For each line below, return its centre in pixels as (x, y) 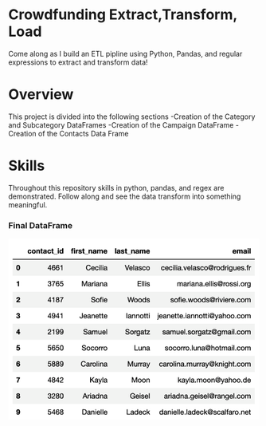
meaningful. (28, 204)
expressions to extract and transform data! (78, 62)
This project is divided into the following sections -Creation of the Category (132, 116)
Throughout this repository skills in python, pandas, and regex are (116, 187)
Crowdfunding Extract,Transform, (123, 15)
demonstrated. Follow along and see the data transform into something (125, 196)
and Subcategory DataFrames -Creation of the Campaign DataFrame (121, 124)
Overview (41, 95)
